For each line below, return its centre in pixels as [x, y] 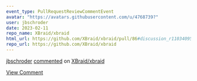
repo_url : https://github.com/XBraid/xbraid [61, 45]
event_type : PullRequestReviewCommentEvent [60, 11]
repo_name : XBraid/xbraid [38, 33]
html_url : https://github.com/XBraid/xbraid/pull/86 [72, 39]
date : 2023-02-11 [27, 28]
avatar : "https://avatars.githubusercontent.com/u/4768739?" [82, 17]
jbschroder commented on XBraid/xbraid [55, 61]
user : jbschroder [27, 22]
